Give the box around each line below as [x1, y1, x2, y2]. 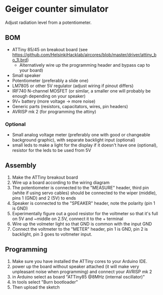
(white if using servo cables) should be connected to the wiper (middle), [12, 190, 157, 196]
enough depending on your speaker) [12, 93, 86, 99]
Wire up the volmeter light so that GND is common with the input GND [12, 221, 152, 227]
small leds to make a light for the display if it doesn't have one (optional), [12, 142, 158, 148]
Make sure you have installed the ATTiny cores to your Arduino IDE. [12, 258, 147, 264]
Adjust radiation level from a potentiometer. [5, 19, 91, 25]
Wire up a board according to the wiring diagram [12, 179, 110, 185]
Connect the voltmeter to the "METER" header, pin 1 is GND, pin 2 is [12, 226, 148, 232]
